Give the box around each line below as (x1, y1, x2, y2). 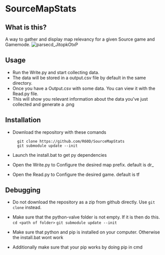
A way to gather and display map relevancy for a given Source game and (5, 36, 155, 42)
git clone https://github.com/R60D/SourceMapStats (17, 139, 125, 144)
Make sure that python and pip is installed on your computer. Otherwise (12, 229, 160, 235)
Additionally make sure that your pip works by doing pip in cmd (12, 244, 142, 250)
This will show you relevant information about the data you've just (12, 96, 148, 102)
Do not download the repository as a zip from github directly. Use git (12, 199, 155, 205)
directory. (12, 80, 32, 86)
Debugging (5, 186, 41, 194)
